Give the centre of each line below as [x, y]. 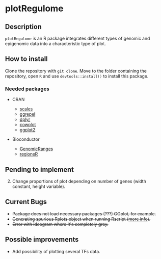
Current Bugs [26, 202]
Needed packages [27, 89]
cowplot [28, 125]
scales [26, 109]
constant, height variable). [39, 186]
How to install [27, 59]
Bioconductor [26, 139]
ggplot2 [27, 130]
